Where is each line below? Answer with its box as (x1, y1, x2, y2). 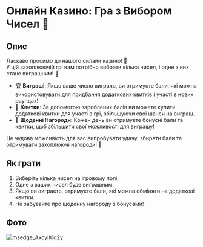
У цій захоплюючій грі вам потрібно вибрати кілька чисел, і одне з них (6, 63, 190, 71)
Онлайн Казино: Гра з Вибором (6, 4, 172, 18)
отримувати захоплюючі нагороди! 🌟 (6, 141, 102, 148)
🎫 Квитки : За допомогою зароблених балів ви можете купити (15, 104, 176, 111)
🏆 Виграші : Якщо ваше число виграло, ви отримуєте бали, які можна (15, 82, 197, 89)
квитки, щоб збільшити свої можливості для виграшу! (15, 123, 155, 130)
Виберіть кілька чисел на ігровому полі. (15, 174, 119, 182)
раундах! (15, 97, 39, 104)
